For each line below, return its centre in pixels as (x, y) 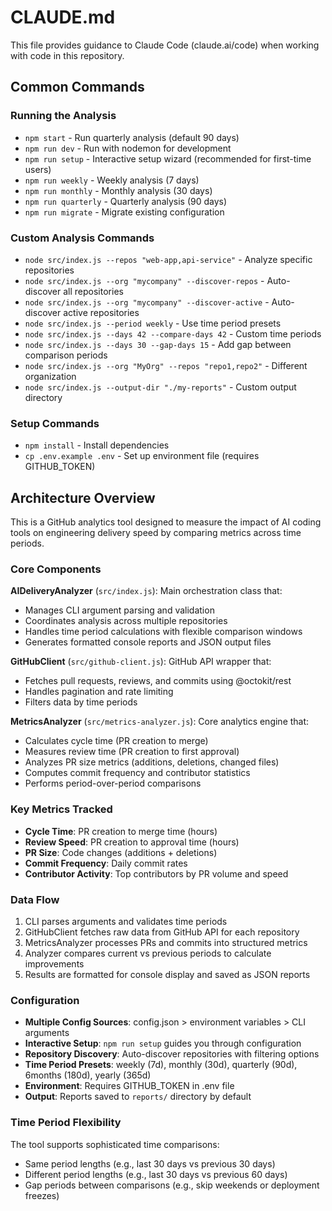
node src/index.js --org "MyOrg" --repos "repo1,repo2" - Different (166, 365)
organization (50, 376)
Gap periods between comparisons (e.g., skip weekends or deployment (172, 1185)
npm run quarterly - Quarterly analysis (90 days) (126, 201)
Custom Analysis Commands (82, 238)
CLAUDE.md (63, 17)
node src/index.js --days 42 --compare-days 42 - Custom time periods (173, 333)
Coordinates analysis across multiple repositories (126, 621)
